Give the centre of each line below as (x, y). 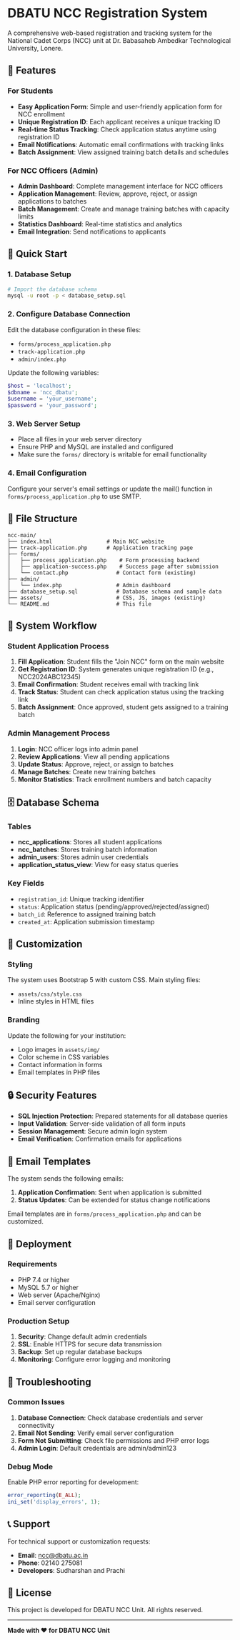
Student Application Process (58, 646)
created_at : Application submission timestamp (86, 921)
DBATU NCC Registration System (107, 13)
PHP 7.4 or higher (44, 1279)
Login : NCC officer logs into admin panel (78, 749)
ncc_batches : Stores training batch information (87, 850)
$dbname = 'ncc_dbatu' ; (43, 392)
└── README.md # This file (80, 604)
